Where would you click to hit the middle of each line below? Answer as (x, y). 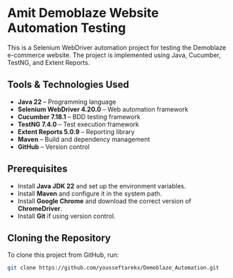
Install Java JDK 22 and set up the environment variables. (102, 186)
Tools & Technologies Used (68, 85)
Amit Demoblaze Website (83, 13)
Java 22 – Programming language (67, 102)
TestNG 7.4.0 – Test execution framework (78, 124)
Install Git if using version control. (66, 216)
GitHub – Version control (53, 147)
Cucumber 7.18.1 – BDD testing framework (79, 116)
